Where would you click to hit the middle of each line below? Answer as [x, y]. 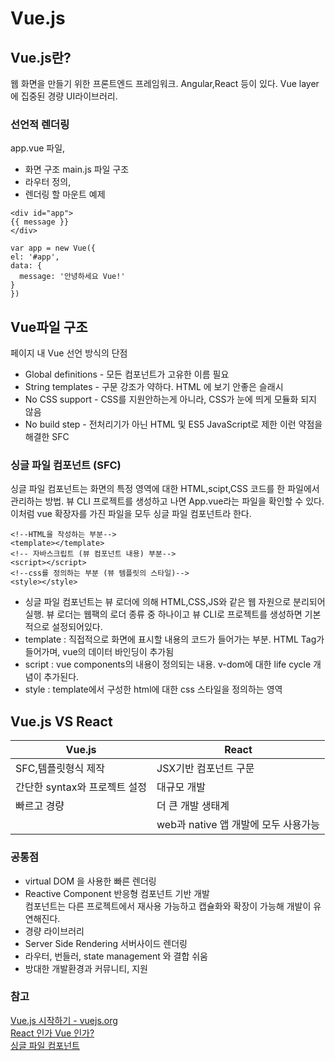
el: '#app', [35, 257]
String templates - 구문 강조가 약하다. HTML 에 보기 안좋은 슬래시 [154, 387]
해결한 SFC [47, 437]
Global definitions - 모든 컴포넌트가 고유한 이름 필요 [127, 374]
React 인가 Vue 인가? [52, 1033]
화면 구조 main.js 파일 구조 [77, 169]
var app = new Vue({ [53, 248]
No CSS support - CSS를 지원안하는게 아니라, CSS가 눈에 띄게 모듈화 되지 [170, 399]
